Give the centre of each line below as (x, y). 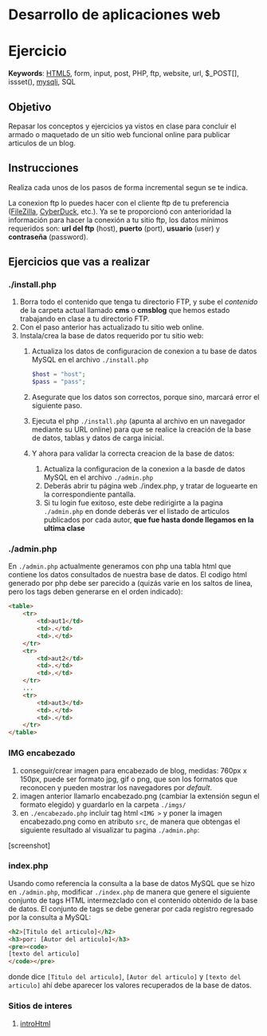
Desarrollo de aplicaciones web (114, 15)
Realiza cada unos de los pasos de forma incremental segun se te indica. (128, 187)
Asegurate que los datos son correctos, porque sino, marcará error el (145, 397)
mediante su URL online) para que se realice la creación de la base (141, 429)
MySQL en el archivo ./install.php (90, 360)
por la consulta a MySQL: (50, 917)
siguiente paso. (57, 405)
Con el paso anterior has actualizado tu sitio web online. (112, 327)
